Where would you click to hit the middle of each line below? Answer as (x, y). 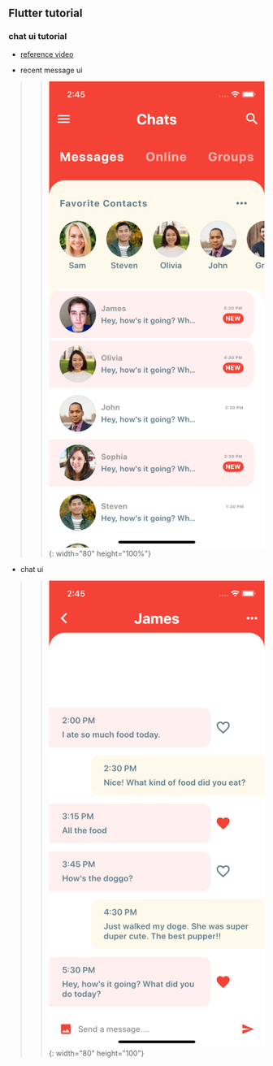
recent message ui (51, 70)
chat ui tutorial (38, 37)
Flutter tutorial (45, 13)
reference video (47, 54)
